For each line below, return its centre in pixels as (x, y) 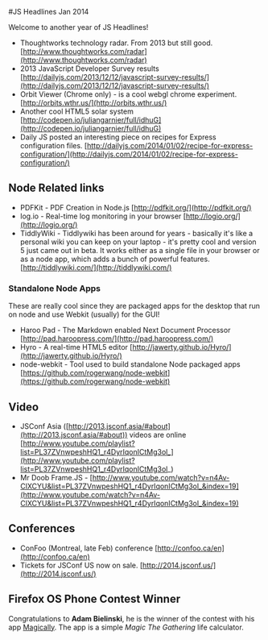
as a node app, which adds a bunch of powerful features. (115, 259)
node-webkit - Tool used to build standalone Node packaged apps (130, 364)
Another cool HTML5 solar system (77, 111)
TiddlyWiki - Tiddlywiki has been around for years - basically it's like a (136, 233)
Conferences (42, 528)
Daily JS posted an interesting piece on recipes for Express (118, 137)
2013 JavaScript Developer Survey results (89, 69)
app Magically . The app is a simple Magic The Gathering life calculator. (126, 627)
